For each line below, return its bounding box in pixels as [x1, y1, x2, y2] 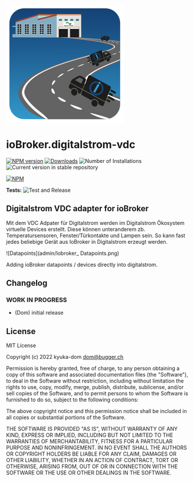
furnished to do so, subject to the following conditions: [6, 396, 139, 403]
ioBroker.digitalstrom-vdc [6, 138, 136, 152]
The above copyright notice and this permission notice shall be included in [6, 408, 187, 415]
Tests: [6, 186, 22, 194]
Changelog [6, 278, 48, 288]
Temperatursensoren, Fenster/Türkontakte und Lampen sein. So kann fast [6, 232, 186, 239]
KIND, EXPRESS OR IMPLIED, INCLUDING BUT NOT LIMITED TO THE [6, 431, 173, 439]
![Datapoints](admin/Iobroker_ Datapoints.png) [6, 250, 120, 257]
